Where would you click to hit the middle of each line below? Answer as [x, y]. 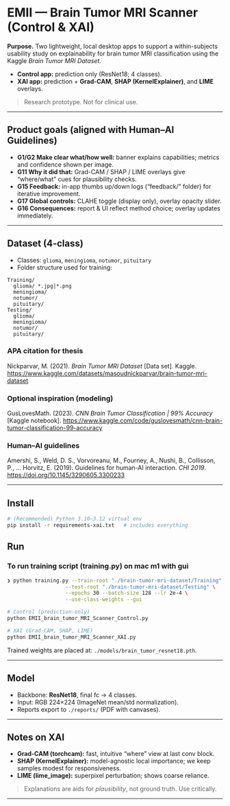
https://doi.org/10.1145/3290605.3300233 [66, 475]
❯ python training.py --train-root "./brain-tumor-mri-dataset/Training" [115, 580]
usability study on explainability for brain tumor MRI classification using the [113, 54]
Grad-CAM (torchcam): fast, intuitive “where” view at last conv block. [116, 754]
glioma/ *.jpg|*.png [42, 286]
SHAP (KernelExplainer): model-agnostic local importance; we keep [114, 761]
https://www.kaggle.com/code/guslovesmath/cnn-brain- [143, 420]
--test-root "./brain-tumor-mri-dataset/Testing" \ [140, 587]
